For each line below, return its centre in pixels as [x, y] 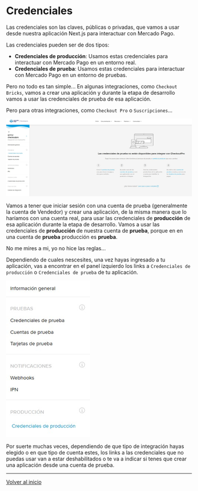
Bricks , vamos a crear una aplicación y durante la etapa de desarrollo [91, 92]
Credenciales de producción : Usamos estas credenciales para [91, 56]
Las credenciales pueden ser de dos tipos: [58, 45]
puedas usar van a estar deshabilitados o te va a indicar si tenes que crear [96, 459]
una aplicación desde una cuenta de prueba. [60, 465]
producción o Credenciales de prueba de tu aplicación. [72, 273]
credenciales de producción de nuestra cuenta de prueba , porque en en [95, 231]
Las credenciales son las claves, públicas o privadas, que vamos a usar [93, 27]
